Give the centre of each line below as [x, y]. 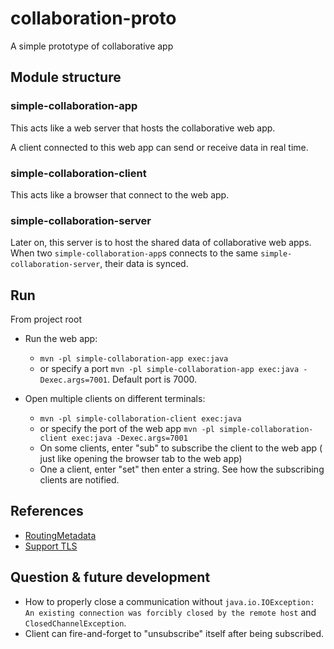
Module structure [66, 77]
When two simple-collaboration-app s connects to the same [134, 253]
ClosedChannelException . [75, 623]
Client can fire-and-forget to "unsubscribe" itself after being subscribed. [174, 633]
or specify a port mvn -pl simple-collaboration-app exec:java [169, 369]
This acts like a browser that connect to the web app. [120, 194]
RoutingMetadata [60, 535]
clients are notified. [79, 480]
